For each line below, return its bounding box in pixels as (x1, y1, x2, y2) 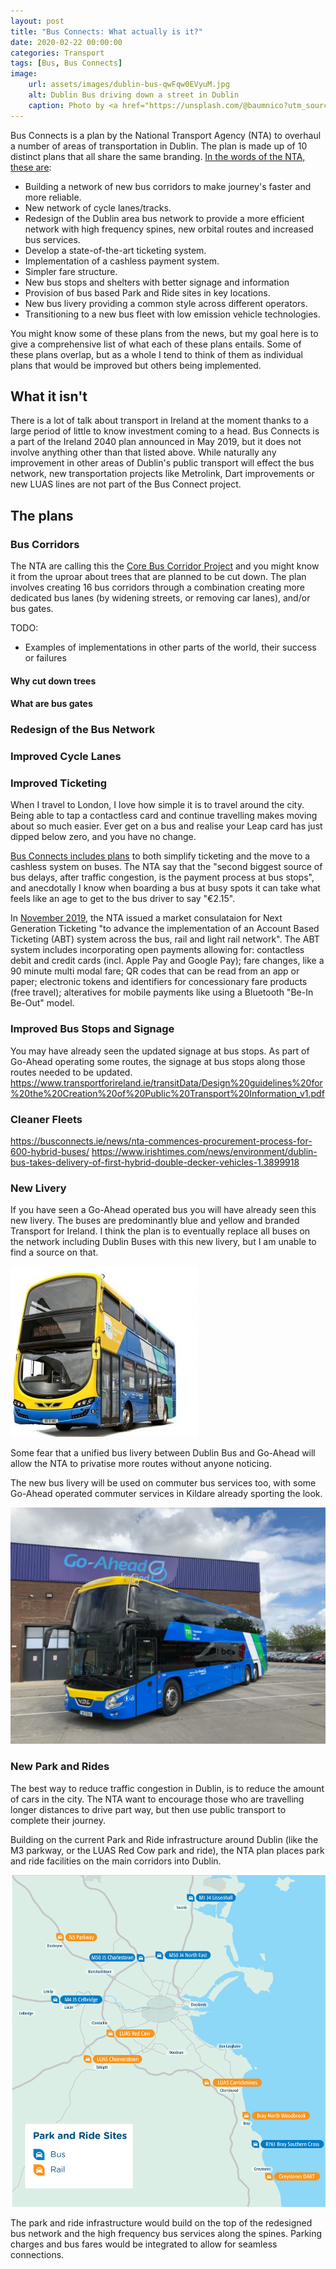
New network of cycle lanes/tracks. (24, 201, 172, 214)
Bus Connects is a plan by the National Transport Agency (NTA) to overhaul (10, 129, 322, 141)
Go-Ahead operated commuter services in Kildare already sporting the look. (10, 1488, 323, 1500)
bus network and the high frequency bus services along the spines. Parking (10, 2227, 323, 2239)
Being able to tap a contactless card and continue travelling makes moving (10, 810, 318, 822)
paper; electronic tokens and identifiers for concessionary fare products (10, 976, 308, 988)
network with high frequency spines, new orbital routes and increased (24, 223, 314, 235)
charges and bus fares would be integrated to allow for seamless (10, 2238, 278, 2250)
